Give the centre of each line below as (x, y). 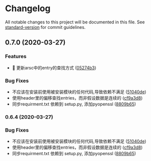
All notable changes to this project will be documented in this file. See (75, 22)
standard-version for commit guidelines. (45, 27)
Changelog (28, 9)
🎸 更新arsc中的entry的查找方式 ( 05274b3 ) (54, 68)
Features (16, 57)
